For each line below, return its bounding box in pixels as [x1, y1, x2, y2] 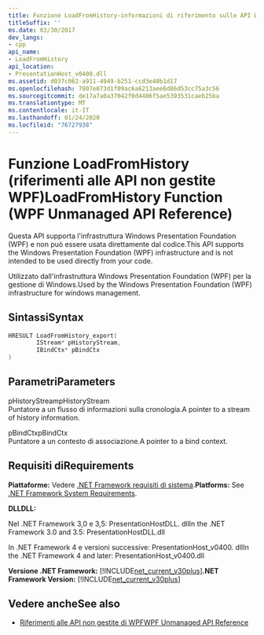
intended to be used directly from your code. [8, 256, 153, 266]
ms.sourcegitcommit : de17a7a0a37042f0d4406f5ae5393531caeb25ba [8, 92, 220, 100]
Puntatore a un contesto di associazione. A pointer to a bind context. [8, 436, 228, 446]
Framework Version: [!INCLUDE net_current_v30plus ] [8, 574, 181, 584]
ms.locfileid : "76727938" [8, 121, 93, 129]
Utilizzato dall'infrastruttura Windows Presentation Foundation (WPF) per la [8, 271, 251, 281]
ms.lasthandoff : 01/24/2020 [8, 114, 101, 122]
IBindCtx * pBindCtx [36, 347, 101, 354]
